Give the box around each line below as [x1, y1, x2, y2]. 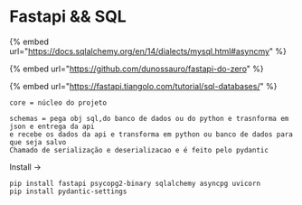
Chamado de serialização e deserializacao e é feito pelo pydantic [9, 145, 269, 154]
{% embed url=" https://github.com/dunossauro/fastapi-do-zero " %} [9, 63, 264, 74]
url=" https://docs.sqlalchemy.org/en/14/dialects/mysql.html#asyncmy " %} [9, 45, 288, 56]
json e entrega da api [9, 122, 95, 131]
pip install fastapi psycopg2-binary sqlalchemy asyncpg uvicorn [9, 179, 260, 188]
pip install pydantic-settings [9, 187, 127, 196]
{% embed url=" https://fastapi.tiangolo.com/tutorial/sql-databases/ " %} [9, 80, 278, 91]
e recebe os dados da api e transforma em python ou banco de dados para [9, 129, 294, 139]
